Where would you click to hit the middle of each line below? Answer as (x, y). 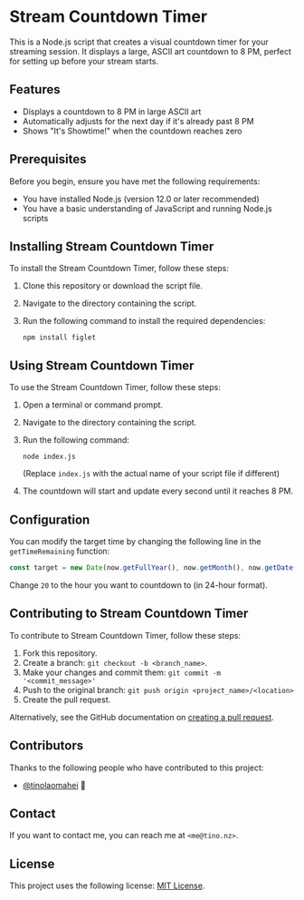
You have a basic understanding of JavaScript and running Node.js (147, 208)
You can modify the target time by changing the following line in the (135, 541)
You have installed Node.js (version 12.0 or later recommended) (141, 199)
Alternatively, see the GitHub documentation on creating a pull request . (142, 717)
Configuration (50, 519)
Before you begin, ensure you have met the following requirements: (135, 181)
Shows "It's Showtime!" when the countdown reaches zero (132, 131)
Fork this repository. (60, 653)
